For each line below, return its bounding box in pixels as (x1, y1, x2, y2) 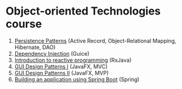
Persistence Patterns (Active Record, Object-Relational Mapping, (14, 37, 177, 44)
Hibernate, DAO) (14, 44, 56, 51)
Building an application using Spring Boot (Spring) (14, 76, 140, 83)
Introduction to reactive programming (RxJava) (14, 56, 132, 64)
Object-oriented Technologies (5, 4, 161, 18)
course (5, 17, 42, 31)
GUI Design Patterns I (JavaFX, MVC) (14, 62, 108, 70)
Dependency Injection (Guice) (14, 50, 90, 57)
